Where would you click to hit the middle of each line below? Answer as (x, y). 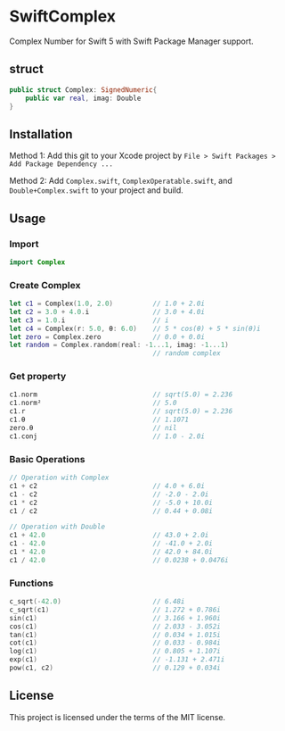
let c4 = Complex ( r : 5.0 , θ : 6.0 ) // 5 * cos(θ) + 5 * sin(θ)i (135, 328)
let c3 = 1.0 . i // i (89, 320)
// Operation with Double (57, 527)
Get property (38, 377)
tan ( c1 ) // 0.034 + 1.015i (115, 635)
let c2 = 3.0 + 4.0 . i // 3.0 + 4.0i (107, 312)
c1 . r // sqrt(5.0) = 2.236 (121, 411)
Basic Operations (47, 459)
